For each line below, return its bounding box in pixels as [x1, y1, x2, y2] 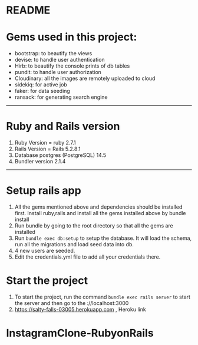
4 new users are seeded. [14, 247, 75, 254]
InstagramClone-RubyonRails [6, 327, 154, 340]
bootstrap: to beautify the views [14, 50, 93, 57]
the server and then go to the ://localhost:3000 [14, 299, 129, 306]
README [6, 4, 51, 17]
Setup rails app [6, 184, 81, 197]
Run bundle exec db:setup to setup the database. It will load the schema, [14, 235, 192, 242]
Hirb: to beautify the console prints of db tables [14, 62, 130, 69]
